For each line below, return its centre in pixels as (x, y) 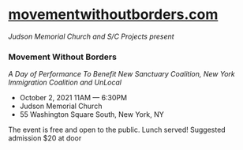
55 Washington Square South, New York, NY (92, 114)
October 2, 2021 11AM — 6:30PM (73, 98)
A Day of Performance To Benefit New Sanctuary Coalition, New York (121, 74)
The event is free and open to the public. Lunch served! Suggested (117, 130)
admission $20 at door (45, 138)
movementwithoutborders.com (113, 15)
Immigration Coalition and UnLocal (65, 82)
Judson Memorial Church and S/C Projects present (92, 36)
